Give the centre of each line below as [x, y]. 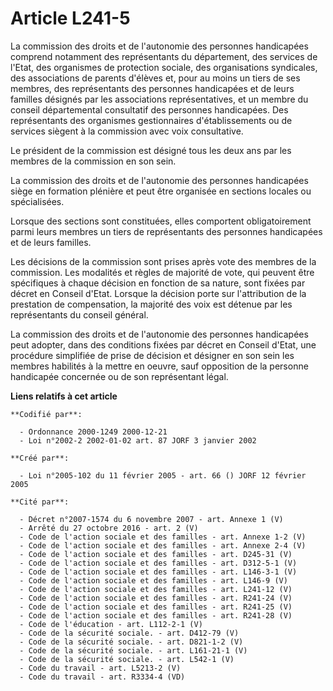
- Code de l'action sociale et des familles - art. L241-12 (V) [156, 589]
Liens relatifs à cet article [64, 396]
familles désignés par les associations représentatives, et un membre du [159, 99]
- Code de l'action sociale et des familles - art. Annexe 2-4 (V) [163, 545]
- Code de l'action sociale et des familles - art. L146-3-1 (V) [158, 572]
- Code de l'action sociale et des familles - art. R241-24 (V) [156, 598]
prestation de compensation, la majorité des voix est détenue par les [151, 304]
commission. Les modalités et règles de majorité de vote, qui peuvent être [162, 272]
